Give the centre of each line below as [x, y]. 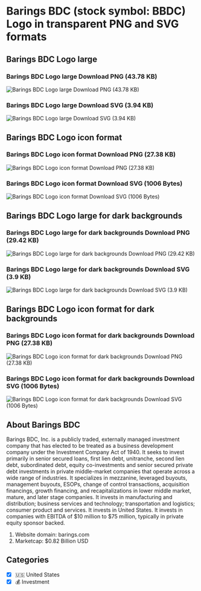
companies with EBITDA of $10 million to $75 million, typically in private [95, 516]
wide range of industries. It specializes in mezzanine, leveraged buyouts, [97, 478]
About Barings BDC [43, 425]
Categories [28, 560]
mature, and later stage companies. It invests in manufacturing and [89, 497]
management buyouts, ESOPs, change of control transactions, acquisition [98, 484]
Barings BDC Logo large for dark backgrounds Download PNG [98, 233]
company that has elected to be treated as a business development [90, 445]
